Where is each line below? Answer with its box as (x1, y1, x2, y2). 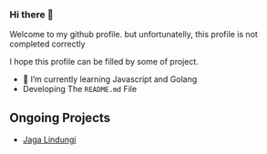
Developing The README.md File (22, 84, 138, 95)
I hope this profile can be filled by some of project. (9, 56, 199, 67)
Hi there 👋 (9, 8, 55, 21)
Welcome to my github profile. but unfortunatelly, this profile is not (9, 29, 258, 40)
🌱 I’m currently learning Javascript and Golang (22, 74, 198, 85)
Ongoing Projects (9, 109, 111, 126)
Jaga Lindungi (22, 134, 77, 145)
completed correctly (9, 38, 86, 49)
